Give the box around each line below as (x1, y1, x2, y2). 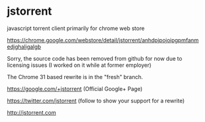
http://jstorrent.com (7, 109, 56, 116)
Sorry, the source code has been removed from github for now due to (7, 55, 182, 62)
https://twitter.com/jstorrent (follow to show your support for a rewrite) (7, 97, 185, 104)
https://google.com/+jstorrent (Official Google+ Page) (7, 85, 143, 93)
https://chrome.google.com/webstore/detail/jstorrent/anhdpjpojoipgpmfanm (7, 36, 199, 44)
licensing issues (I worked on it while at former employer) (7, 61, 152, 69)
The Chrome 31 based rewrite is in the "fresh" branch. (7, 73, 143, 80)
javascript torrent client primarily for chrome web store (7, 25, 145, 32)
